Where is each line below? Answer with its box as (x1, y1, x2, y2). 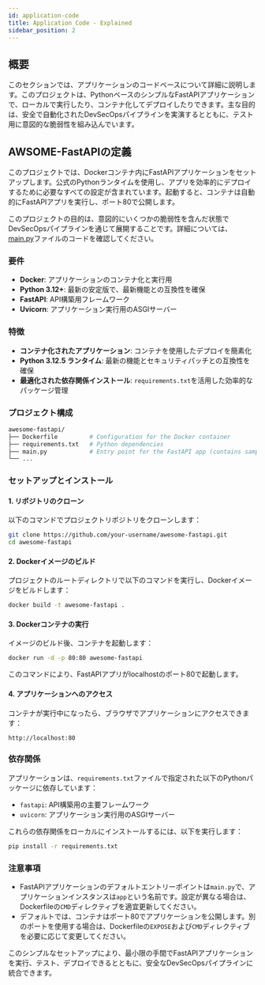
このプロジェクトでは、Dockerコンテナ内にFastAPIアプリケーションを (8, 168, 237, 176)
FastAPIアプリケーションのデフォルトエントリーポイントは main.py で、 (19, 881, 249, 891)
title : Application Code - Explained (8, 19, 132, 27)
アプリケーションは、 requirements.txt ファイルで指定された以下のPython (8, 773, 247, 782)
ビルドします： (21, 585, 71, 595)
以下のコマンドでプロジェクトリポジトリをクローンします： (8, 515, 202, 525)
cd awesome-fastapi (8, 539, 73, 547)
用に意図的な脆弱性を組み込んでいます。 (8, 119, 139, 129)
